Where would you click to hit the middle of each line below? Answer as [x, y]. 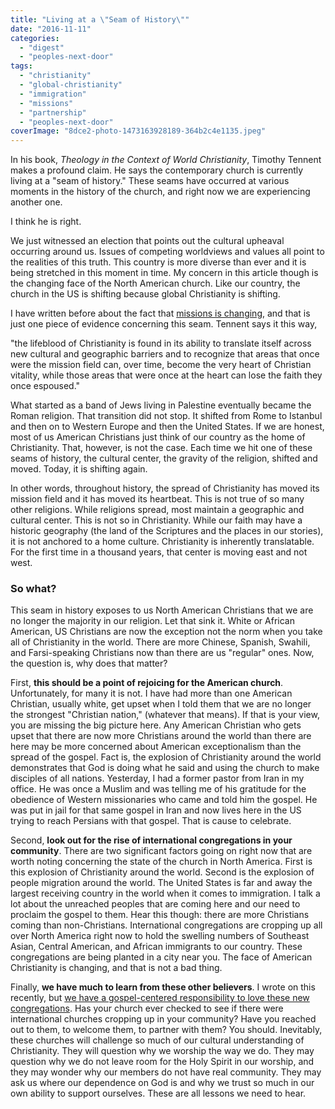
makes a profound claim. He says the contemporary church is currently [157, 170]
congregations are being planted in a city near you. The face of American [161, 957]
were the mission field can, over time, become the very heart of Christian [161, 365]
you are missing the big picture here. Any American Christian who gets [156, 725]
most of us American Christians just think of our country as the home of [158, 437]
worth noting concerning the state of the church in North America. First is [161, 862]
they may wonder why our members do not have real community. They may [166, 1072]
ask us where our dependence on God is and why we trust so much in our [162, 1083]
